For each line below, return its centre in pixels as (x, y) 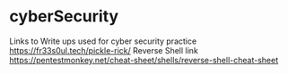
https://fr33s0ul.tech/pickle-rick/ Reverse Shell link (104, 50)
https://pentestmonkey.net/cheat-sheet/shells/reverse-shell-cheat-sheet (144, 60)
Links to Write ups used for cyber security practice (103, 41)
